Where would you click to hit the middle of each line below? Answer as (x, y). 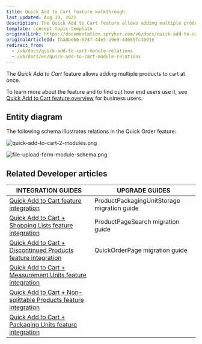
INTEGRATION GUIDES (49, 191)
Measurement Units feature (48, 275)
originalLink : (24, 34)
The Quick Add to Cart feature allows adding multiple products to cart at (96, 73)
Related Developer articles (57, 174)
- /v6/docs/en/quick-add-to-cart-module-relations (76, 57)
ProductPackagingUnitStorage (137, 201)
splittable (22, 300)
